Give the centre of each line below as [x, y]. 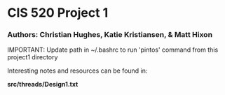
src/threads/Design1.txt [43, 85]
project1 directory [33, 57]
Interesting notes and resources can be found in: [77, 71]
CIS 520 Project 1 [58, 13]
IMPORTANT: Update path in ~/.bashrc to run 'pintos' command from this [113, 50]
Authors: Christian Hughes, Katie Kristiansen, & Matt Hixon [110, 35]
